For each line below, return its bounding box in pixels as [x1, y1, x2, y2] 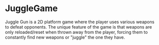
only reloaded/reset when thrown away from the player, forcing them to [5, 29, 148, 35]
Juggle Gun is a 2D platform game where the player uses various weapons [5, 19, 155, 25]
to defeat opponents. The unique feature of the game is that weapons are [5, 24, 152, 30]
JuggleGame [5, 3, 58, 14]
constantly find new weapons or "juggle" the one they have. [5, 34, 125, 40]
